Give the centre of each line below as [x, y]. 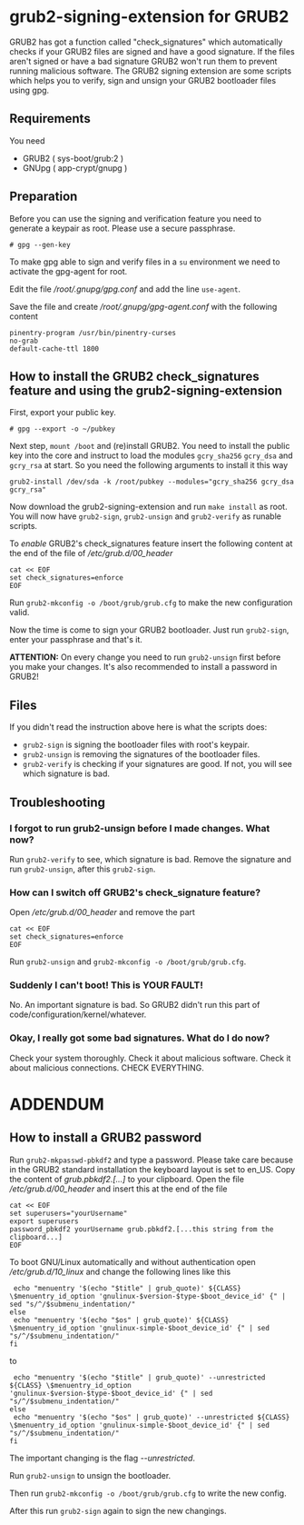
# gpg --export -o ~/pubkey [63, 429]
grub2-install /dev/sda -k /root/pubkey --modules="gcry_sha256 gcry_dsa [152, 482]
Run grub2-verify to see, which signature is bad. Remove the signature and [151, 859]
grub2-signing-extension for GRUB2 [149, 17]
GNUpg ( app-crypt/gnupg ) [75, 168]
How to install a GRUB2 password [106, 1138]
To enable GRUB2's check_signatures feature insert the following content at [151, 543]
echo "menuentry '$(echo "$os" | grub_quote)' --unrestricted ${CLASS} [152, 1417]
